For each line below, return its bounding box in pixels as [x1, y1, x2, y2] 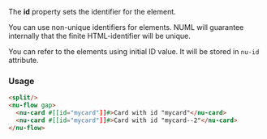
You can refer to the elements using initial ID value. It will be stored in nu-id [8, 47, 260, 56]
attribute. [8, 56, 39, 65]
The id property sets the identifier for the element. [8, 7, 176, 16]
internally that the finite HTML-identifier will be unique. [8, 32, 191, 40]
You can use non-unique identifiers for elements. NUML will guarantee [8, 23, 244, 32]
